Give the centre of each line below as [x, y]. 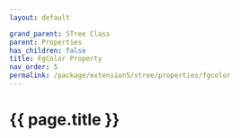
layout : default [40, 17]
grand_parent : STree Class [60, 34]
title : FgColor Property [56, 59]
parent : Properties [46, 42]
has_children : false [48, 50]
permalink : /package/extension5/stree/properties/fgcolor [120, 76]
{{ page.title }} [65, 120]
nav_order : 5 [34, 67]
